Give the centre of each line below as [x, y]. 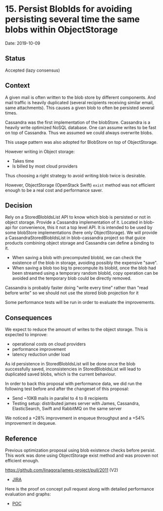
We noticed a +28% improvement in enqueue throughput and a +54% [75, 418]
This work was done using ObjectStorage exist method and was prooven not [82, 455]
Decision [19, 205]
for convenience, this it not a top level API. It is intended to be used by [82, 227]
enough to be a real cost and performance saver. [54, 190]
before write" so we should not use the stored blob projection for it [72, 293]
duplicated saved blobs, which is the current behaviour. [61, 374]
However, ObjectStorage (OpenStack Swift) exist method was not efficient [80, 185]
